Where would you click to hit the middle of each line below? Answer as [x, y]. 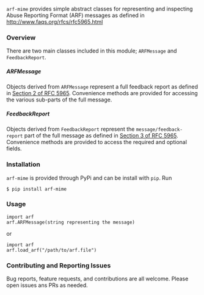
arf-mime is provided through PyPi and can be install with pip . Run [89, 178]
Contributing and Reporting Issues [59, 265]
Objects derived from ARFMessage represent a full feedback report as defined [102, 87]
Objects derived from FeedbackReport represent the [71, 129]
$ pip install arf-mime [37, 189]
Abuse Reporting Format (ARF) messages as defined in [75, 15]
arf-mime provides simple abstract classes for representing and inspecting [100, 9]
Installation [24, 164]
